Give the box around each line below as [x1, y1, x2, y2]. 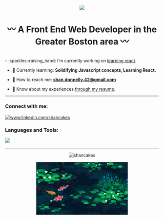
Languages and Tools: [5, 126, 59, 133]
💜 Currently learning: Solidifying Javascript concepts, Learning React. [12, 67, 156, 73]
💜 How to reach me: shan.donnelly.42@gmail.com [12, 77, 116, 82]
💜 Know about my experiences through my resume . [12, 86, 116, 92]
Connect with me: [5, 102, 48, 109]
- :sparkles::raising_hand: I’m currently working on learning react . [5, 58, 137, 63]
